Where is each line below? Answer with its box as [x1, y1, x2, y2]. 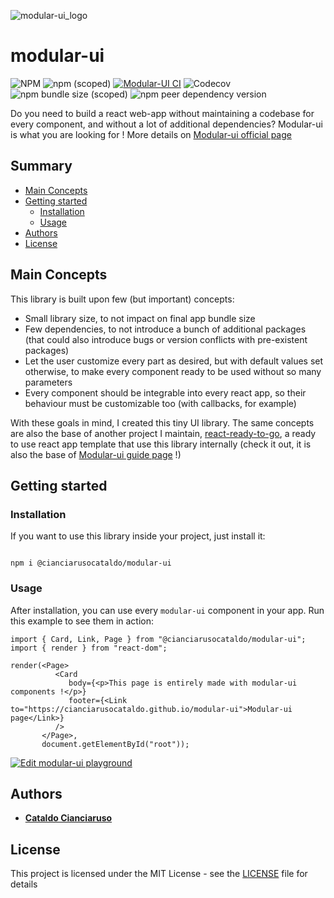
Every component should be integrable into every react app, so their [24, 386, 307, 399]
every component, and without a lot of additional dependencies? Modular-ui [10, 118, 323, 130]
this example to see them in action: [10, 615, 155, 627]
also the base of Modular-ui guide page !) [10, 448, 182, 460]
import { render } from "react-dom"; [10, 643, 168, 653]
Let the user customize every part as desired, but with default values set [24, 355, 324, 367]
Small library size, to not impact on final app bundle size [24, 312, 256, 324]
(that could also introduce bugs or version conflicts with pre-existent [24, 333, 308, 345]
